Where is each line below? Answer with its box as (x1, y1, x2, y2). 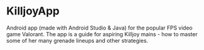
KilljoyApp (6, 4, 60, 18)
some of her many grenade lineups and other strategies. (6, 37, 148, 44)
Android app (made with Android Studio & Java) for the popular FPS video (6, 24, 193, 31)
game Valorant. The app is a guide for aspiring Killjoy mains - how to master (6, 30, 198, 37)
